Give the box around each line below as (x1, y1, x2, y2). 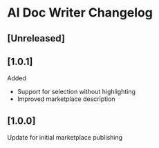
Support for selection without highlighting (17, 88, 136, 96)
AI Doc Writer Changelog (7, 5, 153, 21)
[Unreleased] (7, 33, 66, 44)
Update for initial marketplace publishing (7, 133, 123, 142)
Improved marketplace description (17, 95, 115, 103)
